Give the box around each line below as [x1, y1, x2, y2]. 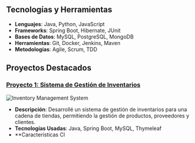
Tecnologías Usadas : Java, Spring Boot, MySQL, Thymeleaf [14, 125, 162, 132]
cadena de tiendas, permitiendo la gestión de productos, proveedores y [14, 112, 190, 119]
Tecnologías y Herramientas [6, 5, 112, 15]
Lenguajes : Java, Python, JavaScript [14, 20, 105, 27]
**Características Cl [14, 131, 65, 138]
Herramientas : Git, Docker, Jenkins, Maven [14, 39, 121, 46]
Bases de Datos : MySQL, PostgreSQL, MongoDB [14, 33, 134, 40]
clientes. [14, 118, 36, 125]
